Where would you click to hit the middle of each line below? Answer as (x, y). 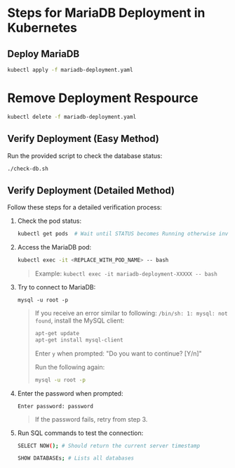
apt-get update (57, 333)
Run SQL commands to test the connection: (80, 433)
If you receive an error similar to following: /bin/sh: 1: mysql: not (131, 313)
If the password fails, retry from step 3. (91, 419)
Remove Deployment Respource (103, 98)
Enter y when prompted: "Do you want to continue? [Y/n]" (118, 353)
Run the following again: (70, 367)
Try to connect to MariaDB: (56, 287)
